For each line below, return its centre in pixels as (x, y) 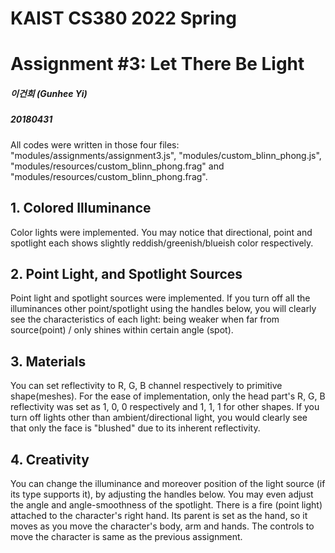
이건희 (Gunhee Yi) (49, 93)
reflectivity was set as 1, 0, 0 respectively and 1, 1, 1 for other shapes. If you (165, 407)
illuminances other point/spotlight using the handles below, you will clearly (163, 309)
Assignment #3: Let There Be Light (157, 64)
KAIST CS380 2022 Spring (123, 18)
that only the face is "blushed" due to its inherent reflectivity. (135, 428)
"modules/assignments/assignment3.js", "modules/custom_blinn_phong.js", (166, 155)
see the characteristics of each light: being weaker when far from (145, 319)
